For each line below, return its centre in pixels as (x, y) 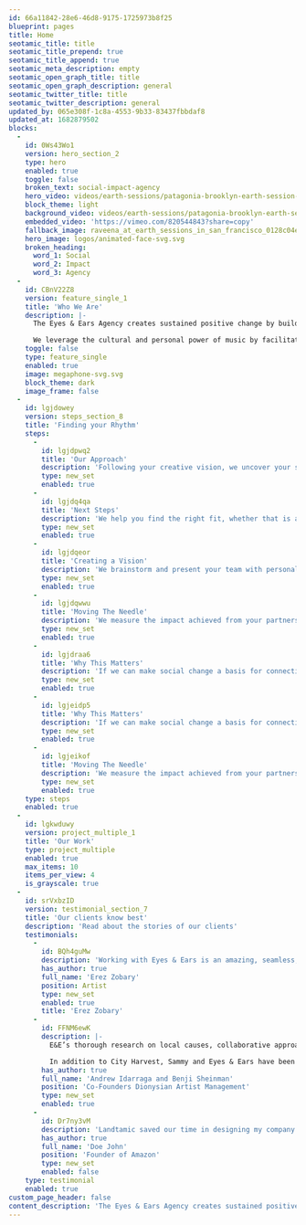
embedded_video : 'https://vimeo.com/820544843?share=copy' (140, 222)
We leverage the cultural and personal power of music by (145, 340)
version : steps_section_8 (74, 417)
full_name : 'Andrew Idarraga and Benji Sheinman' (137, 1079)
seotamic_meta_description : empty (74, 69)
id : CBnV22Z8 (50, 290)
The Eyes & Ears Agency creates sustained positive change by (153, 324)
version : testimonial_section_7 (86, 909)
